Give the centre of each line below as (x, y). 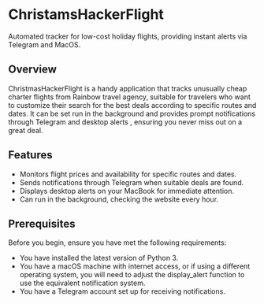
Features (30, 155)
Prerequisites (42, 223)
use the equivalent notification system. (82, 283)
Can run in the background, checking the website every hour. (119, 199)
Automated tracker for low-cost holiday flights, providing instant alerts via (128, 36)
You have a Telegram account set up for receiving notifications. (123, 291)
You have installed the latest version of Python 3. (99, 258)
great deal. (26, 130)
